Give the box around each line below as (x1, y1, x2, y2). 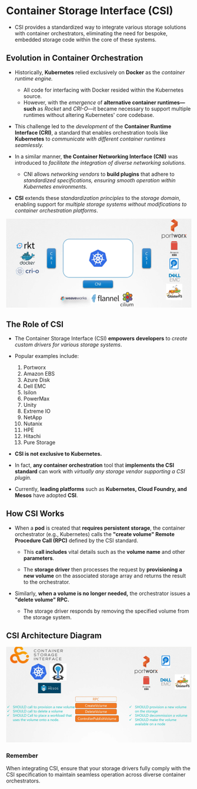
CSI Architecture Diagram (6, 631, 102, 641)
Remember (6, 751, 38, 760)
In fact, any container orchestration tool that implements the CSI (14, 462, 175, 469)
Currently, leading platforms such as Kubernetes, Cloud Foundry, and (14, 485, 187, 492)
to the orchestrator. (23, 578, 71, 586)
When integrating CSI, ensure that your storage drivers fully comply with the (6, 765, 191, 771)
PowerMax (23, 395, 50, 402)
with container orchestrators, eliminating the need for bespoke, (14, 29, 168, 36)
